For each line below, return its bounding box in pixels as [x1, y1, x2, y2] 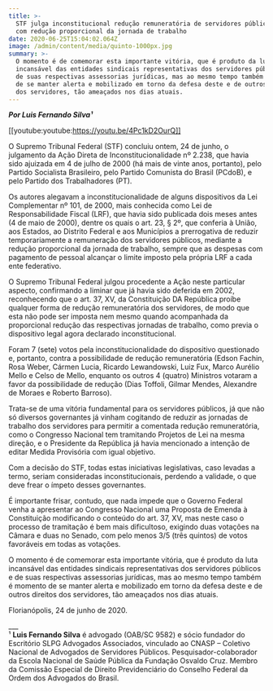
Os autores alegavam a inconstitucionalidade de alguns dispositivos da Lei [8, 192, 258, 202]
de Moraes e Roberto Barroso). [8, 388, 112, 398]
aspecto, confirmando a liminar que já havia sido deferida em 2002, [8, 286, 236, 296]
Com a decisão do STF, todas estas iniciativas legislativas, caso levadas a [8, 463, 256, 473]
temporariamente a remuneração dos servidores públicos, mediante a [8, 235, 242, 245]
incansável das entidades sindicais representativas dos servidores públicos [8, 564, 262, 574]
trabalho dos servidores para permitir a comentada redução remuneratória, [8, 421, 260, 431]
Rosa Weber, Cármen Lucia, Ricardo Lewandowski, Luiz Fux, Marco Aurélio [8, 362, 260, 372]
